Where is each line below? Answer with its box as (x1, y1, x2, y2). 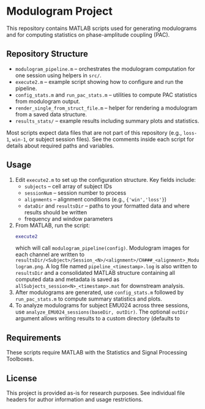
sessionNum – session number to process (24, 189, 127, 197)
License (6, 373, 37, 383)
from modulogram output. (15, 97, 81, 105)
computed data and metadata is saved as (15, 276, 120, 283)
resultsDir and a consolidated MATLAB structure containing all (15, 269, 176, 277)
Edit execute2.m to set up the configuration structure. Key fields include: (15, 176, 196, 183)
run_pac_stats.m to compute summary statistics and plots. (15, 295, 162, 302)
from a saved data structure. (15, 110, 88, 118)
